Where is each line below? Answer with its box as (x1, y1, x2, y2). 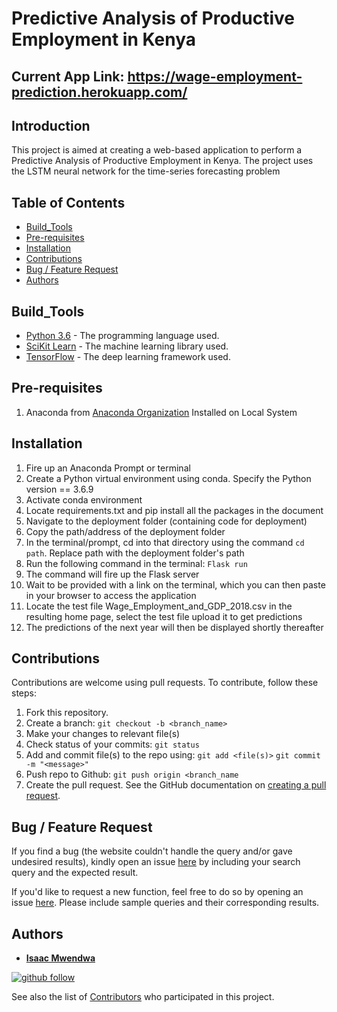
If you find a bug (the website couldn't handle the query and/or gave (11, 845, 293, 857)
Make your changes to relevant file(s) (25, 728, 181, 740)
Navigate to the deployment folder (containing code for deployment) (25, 515, 308, 527)
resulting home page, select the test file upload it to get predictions (25, 610, 303, 622)
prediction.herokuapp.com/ (11, 83, 188, 101)
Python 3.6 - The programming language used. (25, 330, 220, 342)
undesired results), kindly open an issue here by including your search (11, 856, 301, 868)
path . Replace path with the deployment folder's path (25, 547, 245, 559)
